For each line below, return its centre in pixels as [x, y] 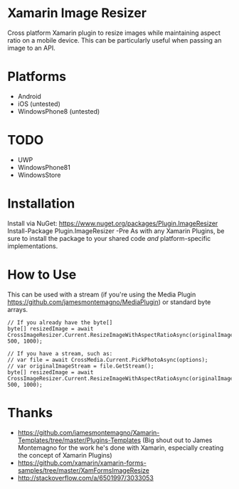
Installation [41, 203]
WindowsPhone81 [44, 167]
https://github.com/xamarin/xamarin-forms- [82, 463]
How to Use [42, 274]
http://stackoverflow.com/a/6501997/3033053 [86, 478]
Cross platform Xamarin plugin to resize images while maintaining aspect [114, 33]
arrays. [18, 309]
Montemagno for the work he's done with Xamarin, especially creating [121, 447]
